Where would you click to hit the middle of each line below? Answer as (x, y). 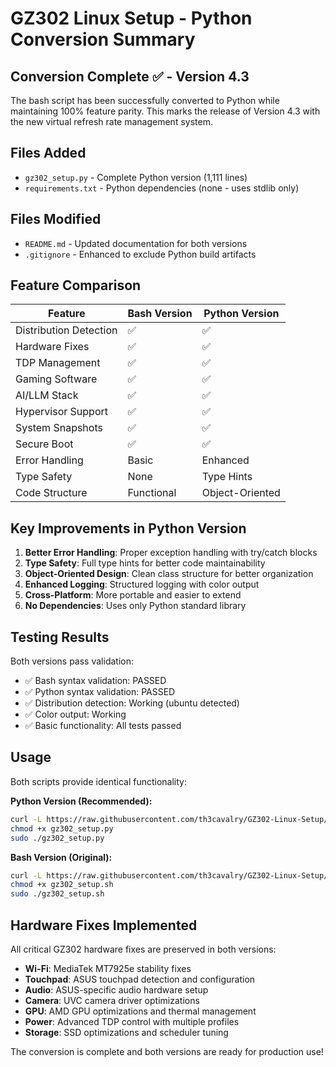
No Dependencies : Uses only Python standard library (135, 606)
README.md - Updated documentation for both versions (136, 243)
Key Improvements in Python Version (128, 528)
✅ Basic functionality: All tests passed (103, 726)
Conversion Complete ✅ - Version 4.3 (130, 76)
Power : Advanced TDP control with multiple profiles (132, 1021)
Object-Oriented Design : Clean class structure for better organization (169, 574)
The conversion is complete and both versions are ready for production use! (167, 1051)
